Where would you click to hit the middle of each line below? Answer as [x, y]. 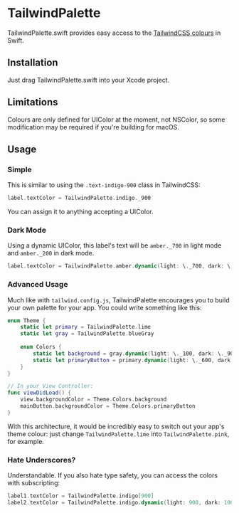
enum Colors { [41, 347]
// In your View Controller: [51, 386]
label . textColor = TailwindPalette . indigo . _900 [79, 198]
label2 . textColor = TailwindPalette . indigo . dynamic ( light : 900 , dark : [114, 503]
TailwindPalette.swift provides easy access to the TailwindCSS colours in [114, 33]
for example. [26, 441]
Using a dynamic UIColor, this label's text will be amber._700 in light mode [115, 245]
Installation [33, 63]
